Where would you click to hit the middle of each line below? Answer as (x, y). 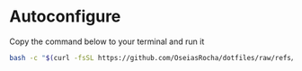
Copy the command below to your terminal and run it (107, 41)
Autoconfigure (65, 17)
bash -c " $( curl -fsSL (52, 58)
